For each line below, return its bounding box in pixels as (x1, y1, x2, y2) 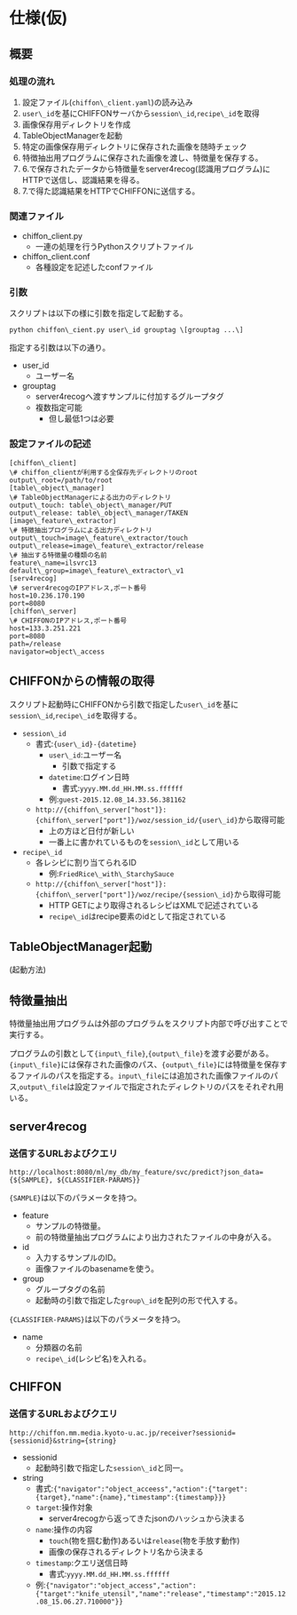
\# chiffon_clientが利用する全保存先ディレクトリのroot (9, 468, 198, 477)
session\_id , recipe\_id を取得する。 (9, 709, 142, 720)
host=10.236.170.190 (9, 591, 86, 600)
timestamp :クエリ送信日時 (35, 1557, 129, 1568)
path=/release (9, 639, 62, 648)
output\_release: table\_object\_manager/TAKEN (9, 508, 189, 518)
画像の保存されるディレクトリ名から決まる (48, 1546, 204, 1556)
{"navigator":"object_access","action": (45, 1581, 197, 1590)
